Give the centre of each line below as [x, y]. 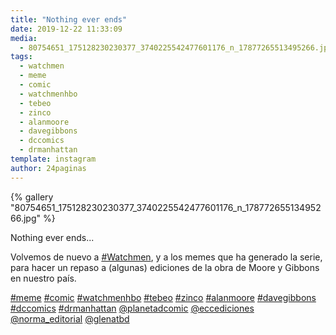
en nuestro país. [43, 278]
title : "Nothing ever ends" [69, 19]
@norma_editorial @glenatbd [70, 318]
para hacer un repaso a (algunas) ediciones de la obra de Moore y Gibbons [165, 267]
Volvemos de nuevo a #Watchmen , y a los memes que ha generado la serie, [166, 257]
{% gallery [32, 197]
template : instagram [53, 159]
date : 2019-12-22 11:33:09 [66, 29]
